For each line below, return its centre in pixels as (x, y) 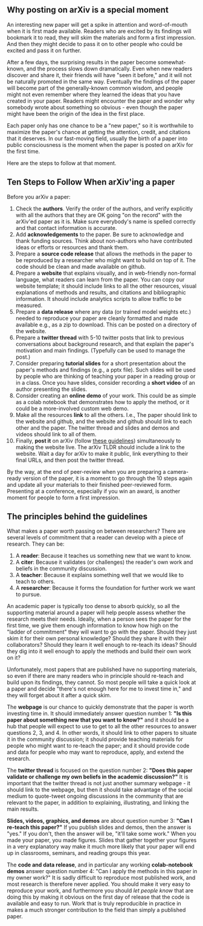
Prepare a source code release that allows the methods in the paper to (104, 254)
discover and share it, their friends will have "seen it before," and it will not (99, 75)
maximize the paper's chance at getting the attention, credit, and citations (99, 132)
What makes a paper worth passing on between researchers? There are (96, 531)
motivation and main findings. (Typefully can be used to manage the (100, 350)
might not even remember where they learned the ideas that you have (94, 94)
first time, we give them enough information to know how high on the (93, 626)
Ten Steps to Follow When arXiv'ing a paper (91, 182)
